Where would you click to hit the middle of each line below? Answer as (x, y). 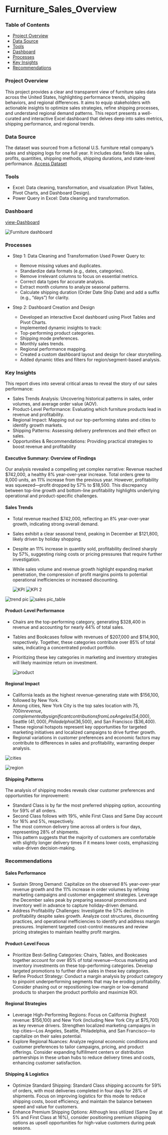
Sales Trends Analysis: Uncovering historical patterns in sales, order (83, 399)
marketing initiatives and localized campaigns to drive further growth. (84, 732)
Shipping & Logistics (27, 1074)
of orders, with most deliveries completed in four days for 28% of (80, 1091)
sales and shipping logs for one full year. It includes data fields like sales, (80, 153)
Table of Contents (28, 25)
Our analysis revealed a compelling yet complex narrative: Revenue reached (84, 469)
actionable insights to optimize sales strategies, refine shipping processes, (82, 108)
